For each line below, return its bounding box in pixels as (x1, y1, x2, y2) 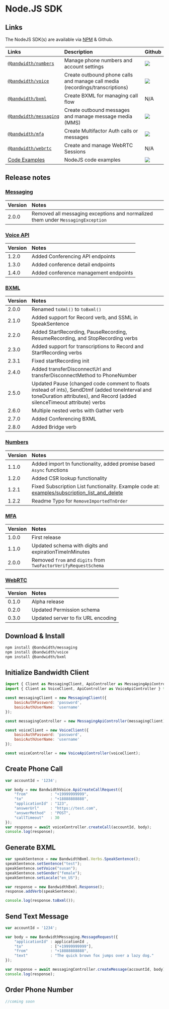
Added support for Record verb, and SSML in (32, 314, 138, 321)
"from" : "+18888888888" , (14, 949, 89, 954)
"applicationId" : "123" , (14, 801, 69, 806)
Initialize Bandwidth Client (5, 668, 90, 677)
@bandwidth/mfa (8, 131, 44, 136)
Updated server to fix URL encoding (32, 615, 117, 622)
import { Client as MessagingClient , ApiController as (5, 682, 123, 687)
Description (64, 48, 93, 55)
